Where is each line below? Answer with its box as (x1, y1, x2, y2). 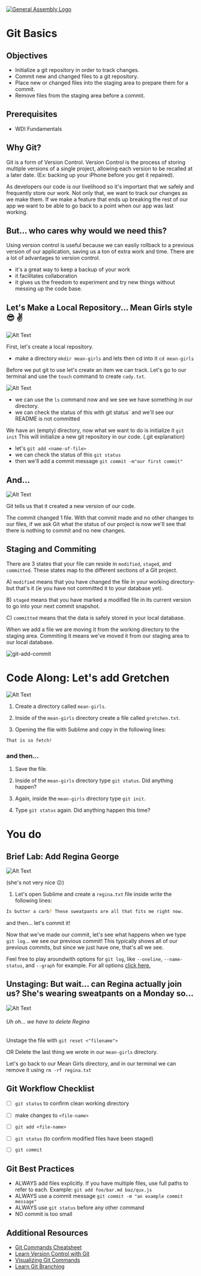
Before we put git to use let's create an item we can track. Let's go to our (6, 367, 187, 374)
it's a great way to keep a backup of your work (14, 266, 130, 273)
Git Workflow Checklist (6, 1083, 95, 1094)
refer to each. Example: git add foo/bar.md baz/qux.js (14, 1186, 152, 1193)
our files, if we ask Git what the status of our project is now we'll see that (6, 521, 186, 528)
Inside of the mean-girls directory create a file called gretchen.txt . (14, 714, 181, 721)
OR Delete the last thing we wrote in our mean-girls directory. (6, 1048, 158, 1055)
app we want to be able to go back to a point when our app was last (6, 202, 174, 209)
